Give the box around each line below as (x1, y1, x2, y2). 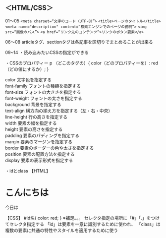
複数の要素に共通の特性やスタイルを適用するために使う (5, 227, 118, 233)
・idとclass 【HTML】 (5, 168, 51, 174)
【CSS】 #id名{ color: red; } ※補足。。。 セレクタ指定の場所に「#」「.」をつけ (5, 215, 160, 221)
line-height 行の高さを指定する (5, 114, 68, 119)
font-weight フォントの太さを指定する (5, 95, 83, 101)
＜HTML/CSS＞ (5, 3, 54, 12)
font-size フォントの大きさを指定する (5, 89, 81, 95)
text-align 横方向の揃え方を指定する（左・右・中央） (5, 108, 113, 114)
